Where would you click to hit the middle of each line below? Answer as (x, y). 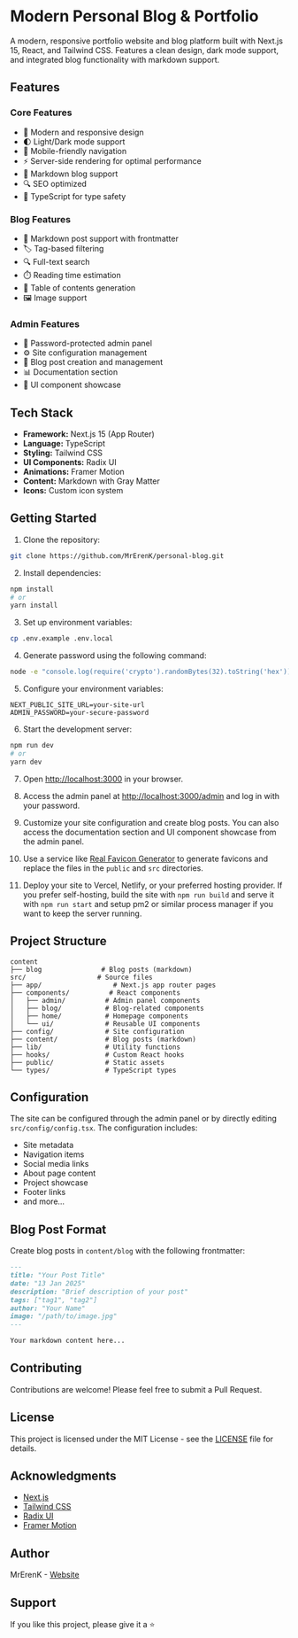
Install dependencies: (62, 572)
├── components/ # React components (95, 993)
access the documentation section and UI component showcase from (149, 832)
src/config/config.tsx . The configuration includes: (104, 1128)
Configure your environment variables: (93, 689)
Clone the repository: (61, 540)
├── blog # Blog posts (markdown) (101, 969)
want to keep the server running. (82, 913)
